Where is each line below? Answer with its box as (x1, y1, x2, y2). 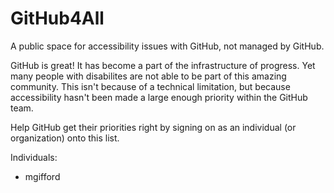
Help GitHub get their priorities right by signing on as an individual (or (10, 121, 297, 133)
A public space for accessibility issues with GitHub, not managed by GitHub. (10, 40, 325, 52)
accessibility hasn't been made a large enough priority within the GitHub (10, 91, 308, 103)
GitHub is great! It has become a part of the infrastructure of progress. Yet (10, 59, 316, 71)
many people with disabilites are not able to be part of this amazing (10, 70, 287, 82)
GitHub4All (10, 7, 105, 30)
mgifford (24, 170, 61, 182)
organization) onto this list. (10, 132, 120, 144)
